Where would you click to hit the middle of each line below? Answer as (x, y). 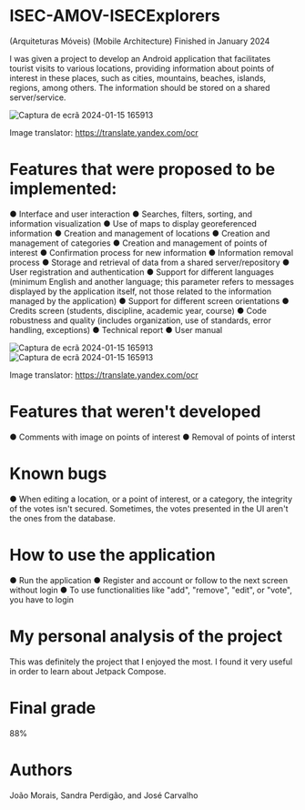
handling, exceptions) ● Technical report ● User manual (116, 329)
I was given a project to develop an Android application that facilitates (140, 58)
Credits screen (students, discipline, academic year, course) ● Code (138, 310)
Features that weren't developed (135, 412)
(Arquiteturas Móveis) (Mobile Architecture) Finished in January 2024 (140, 41)
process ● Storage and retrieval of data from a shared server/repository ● (150, 262)
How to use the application (112, 555)
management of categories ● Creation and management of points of (138, 243)
